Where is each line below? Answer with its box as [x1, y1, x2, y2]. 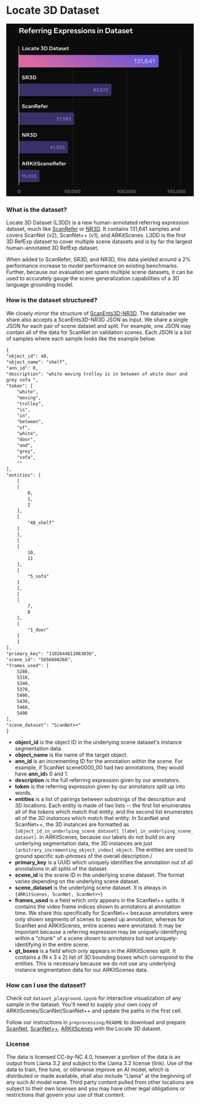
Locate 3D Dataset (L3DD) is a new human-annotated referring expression [6, 219, 189, 226]
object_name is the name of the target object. [14, 751, 128, 758]
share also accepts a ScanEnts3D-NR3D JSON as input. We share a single [6, 316, 189, 323]
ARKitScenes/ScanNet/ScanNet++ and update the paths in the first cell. [6, 1007, 183, 1014]
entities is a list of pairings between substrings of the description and [14, 795, 186, 802]
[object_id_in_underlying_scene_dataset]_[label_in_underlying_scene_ [14, 828, 194, 834]
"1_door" [27, 627, 49, 633]
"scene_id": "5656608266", [6, 656, 73, 662]
